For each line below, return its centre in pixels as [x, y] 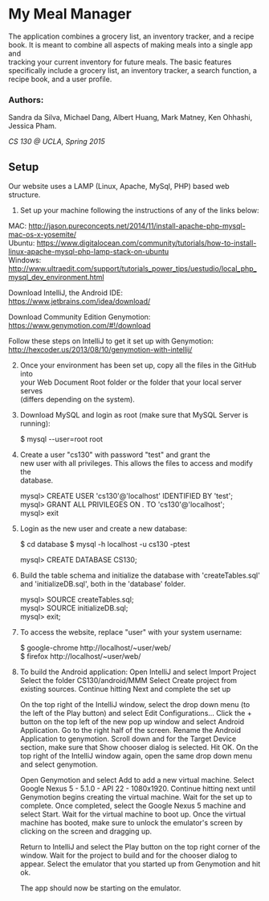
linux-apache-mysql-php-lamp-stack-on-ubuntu [89, 252]
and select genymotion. [59, 764]
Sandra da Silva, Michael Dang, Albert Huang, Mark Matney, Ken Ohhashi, [130, 117]
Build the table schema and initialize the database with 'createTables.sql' [140, 575]
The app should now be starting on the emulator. [100, 888]
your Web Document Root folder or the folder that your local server [131, 382]
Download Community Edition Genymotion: [79, 317]
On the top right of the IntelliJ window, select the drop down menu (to [135, 705]
